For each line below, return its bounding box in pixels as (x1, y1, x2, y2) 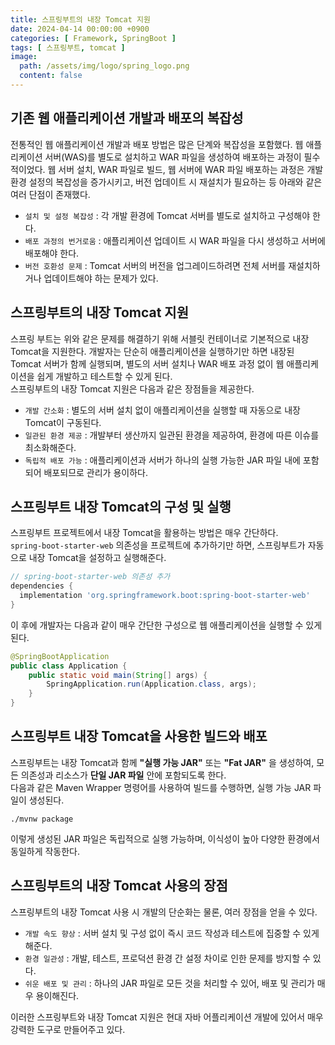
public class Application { (10, 661, 128, 671)
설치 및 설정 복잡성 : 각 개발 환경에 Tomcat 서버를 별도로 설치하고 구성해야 (24, 209, 311, 221)
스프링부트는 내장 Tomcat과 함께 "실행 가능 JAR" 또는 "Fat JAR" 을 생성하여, (10, 756, 315, 768)
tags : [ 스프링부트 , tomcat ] (10, 42, 126, 53)
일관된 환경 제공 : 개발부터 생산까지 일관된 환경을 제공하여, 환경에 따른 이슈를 (24, 429, 320, 441)
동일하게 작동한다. (10, 845, 81, 857)
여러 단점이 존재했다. (10, 188, 91, 200)
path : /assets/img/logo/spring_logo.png (19, 61, 190, 71)
